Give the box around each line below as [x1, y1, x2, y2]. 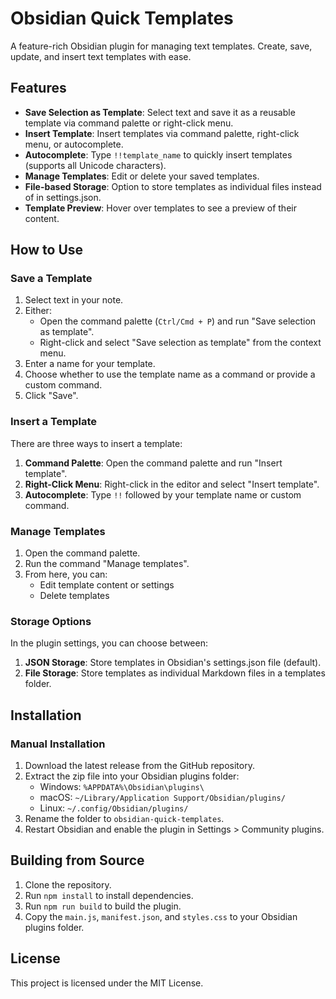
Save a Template [10, 272, 93, 286]
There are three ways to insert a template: [10, 437, 183, 449]
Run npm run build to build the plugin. [24, 900, 182, 912]
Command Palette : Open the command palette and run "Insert [24, 457, 283, 469]
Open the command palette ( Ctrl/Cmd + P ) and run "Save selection [39, 315, 317, 327]
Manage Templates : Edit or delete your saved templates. [24, 170, 260, 182]
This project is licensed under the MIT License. [10, 977, 204, 989]
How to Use [10, 242, 84, 259]
